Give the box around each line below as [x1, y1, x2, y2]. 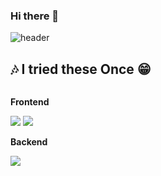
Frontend [10, 96, 50, 108]
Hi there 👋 [10, 9, 60, 23]
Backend [10, 136, 48, 148]
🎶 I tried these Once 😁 [10, 60, 152, 78]
